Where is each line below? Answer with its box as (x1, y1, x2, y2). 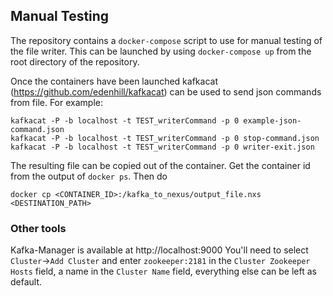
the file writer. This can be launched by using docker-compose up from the (10, 45, 312, 57)
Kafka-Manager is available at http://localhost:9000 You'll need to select (10, 244, 309, 256)
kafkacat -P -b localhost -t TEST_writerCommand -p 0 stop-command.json (10, 133, 320, 143)
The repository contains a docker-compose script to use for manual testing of (10, 34, 323, 46)
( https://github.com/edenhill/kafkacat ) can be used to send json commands (10, 85, 322, 98)
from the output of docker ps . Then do (10, 170, 168, 182)
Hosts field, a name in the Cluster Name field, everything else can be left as (10, 265, 317, 278)
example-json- (243, 115, 302, 126)
